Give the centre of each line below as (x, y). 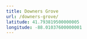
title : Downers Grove (32, 11)
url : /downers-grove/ (32, 17)
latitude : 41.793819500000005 (43, 22)
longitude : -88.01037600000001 (44, 27)
